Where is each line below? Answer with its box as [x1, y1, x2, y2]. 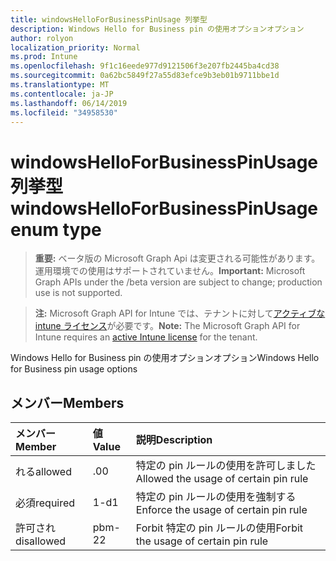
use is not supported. [34, 287, 123, 299]
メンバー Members [10, 394, 125, 411]
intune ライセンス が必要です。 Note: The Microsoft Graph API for [34, 320, 301, 332]
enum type [10, 218, 102, 241]
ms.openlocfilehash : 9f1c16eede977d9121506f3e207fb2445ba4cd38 [10, 61, 280, 71]
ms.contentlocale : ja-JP [10, 89, 114, 99]
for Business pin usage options [10, 363, 138, 375]
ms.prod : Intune [10, 52, 78, 62]
